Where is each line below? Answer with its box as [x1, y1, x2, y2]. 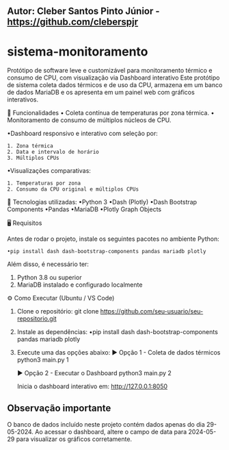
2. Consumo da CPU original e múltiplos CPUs [7, 186, 139, 193]
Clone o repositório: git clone [16, 307, 99, 316]
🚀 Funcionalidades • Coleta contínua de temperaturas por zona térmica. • [7, 109, 215, 117]
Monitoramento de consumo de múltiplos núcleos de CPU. [7, 116, 172, 124]
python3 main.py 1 [16, 356, 69, 364]
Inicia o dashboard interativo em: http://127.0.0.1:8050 [16, 382, 168, 390]
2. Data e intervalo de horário [7, 149, 99, 156]
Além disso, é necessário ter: [7, 260, 89, 268]
